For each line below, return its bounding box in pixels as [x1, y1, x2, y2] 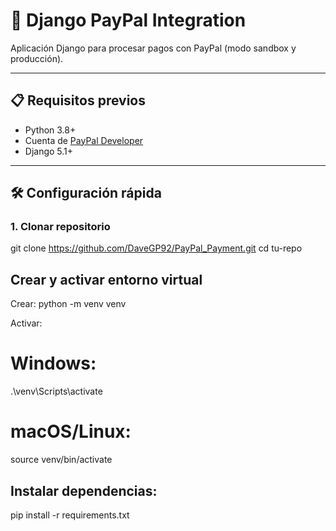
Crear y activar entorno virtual [10, 271, 203, 288]
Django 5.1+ [24, 145, 74, 157]
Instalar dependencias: [10, 482, 158, 499]
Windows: [10, 352, 97, 375]
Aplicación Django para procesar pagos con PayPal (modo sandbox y [10, 42, 297, 54]
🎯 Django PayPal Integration [10, 9, 247, 32]
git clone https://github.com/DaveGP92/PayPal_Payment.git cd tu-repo [10, 242, 303, 254]
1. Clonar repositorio [10, 220, 111, 234]
